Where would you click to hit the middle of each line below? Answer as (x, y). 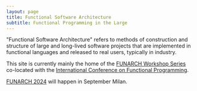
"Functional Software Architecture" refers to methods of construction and (97, 40)
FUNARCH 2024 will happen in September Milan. (67, 81)
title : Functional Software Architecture (59, 17)
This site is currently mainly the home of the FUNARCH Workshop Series (96, 64)
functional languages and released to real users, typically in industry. (92, 52)
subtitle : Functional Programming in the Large (67, 23)
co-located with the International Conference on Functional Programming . (98, 70)
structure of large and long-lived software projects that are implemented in (98, 46)
